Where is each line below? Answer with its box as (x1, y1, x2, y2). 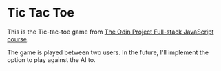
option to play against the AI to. (7, 55, 96, 63)
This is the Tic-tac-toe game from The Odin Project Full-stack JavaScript (7, 28, 214, 36)
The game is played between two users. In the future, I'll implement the (7, 48, 209, 57)
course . (7, 34, 29, 43)
